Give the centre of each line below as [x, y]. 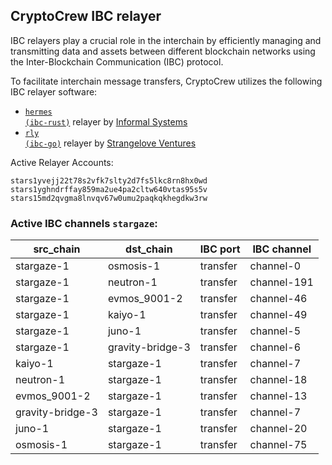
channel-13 [278, 396]
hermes [38, 112]
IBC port [220, 249]
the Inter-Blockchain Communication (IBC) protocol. [117, 61]
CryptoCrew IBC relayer [86, 16]
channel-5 [275, 331]
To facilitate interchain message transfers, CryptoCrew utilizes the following [166, 81]
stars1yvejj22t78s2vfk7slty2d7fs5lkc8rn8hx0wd [109, 180]
